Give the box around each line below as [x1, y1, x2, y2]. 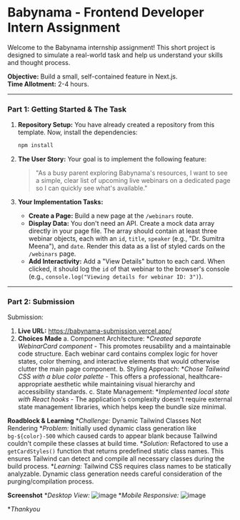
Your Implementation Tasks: [17, 198, 104, 206]
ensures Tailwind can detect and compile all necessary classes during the [7, 454, 225, 463]
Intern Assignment [7, 19, 121, 36]
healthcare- [188, 372, 223, 381]
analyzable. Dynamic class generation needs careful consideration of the [7, 469, 223, 479]
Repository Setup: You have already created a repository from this [17, 121, 215, 129]
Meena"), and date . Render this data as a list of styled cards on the [28, 242, 226, 251]
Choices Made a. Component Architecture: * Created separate [17, 334, 201, 343]
